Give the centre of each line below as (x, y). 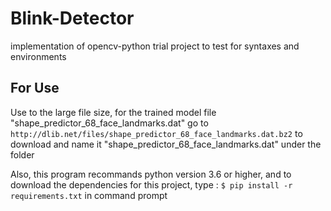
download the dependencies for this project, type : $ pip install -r (151, 184)
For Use (35, 88)
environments (38, 56)
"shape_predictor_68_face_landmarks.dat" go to (109, 123)
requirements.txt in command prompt (89, 195)
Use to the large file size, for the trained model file (113, 112)
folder (22, 154)
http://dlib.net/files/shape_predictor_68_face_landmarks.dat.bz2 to (156, 133)
